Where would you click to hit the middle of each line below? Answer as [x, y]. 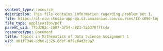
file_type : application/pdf [33, 23]
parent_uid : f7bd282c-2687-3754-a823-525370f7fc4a [57, 28]
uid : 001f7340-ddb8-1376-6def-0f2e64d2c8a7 [50, 41]
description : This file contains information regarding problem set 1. [79, 14]
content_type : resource [29, 9]
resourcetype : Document [29, 32]
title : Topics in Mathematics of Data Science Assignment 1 [67, 37]
